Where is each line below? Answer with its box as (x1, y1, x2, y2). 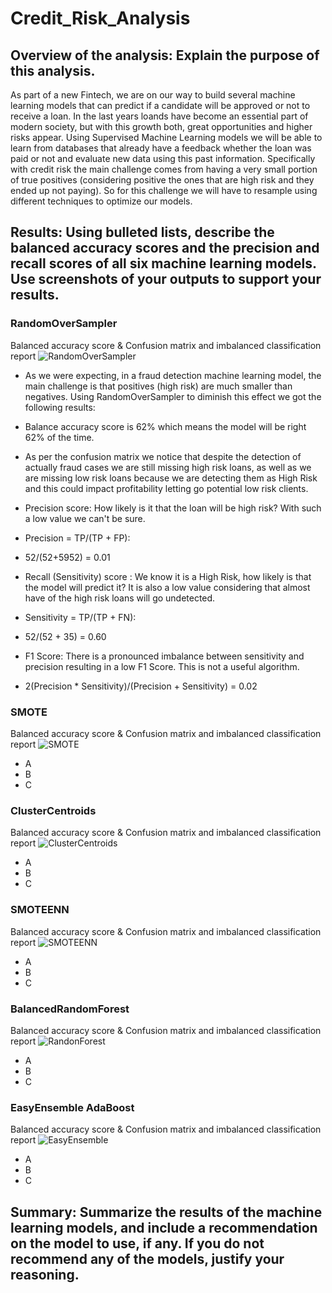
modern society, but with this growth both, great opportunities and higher (10, 121, 313, 132)
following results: (24, 401, 96, 413)
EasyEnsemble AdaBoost (10, 1100, 135, 1114)
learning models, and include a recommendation (10, 1219, 318, 1236)
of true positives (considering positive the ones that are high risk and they (10, 174, 315, 186)
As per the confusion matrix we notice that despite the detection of (24, 450, 302, 462)
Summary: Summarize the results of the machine (10, 1203, 323, 1221)
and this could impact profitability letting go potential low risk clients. (24, 482, 309, 494)
